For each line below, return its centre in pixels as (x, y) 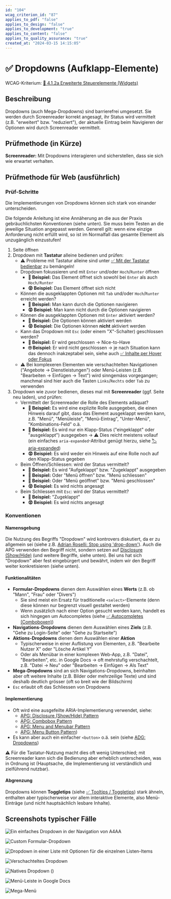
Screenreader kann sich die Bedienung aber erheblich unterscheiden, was (83, 758)
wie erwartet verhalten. (30, 161)
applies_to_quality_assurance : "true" (46, 39)
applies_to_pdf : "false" (32, 19)
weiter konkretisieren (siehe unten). (43, 566)
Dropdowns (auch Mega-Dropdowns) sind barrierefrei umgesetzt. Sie (78, 111)
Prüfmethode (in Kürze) (44, 143)
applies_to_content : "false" (36, 34)
